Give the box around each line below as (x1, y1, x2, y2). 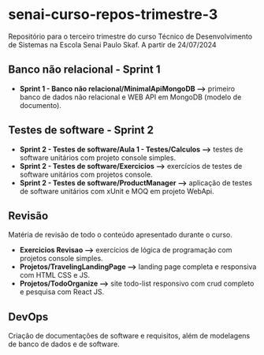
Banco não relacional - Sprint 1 (8, 63, 161, 77)
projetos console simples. (19, 254, 104, 263)
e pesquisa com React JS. (19, 287, 105, 297)
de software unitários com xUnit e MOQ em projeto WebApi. (19, 186, 214, 196)
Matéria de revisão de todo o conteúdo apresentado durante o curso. (8, 230, 232, 240)
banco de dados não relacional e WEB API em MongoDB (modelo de (19, 92, 242, 102)
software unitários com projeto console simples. (19, 152, 176, 163)
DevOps (8, 310, 49, 323)
